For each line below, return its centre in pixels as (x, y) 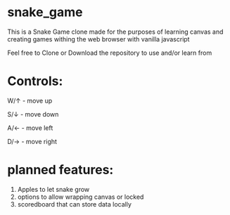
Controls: (35, 81)
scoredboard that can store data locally (75, 204)
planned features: (60, 170)
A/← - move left (30, 128)
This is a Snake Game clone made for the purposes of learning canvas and (115, 32)
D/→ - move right (32, 141)
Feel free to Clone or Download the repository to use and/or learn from (110, 53)
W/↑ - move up (30, 100)
